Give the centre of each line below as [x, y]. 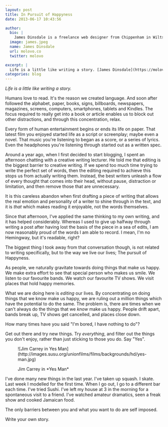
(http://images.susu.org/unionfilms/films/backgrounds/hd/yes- [82, 354]
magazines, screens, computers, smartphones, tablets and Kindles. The [79, 109]
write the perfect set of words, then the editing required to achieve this [78, 171]
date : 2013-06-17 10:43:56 [33, 19]
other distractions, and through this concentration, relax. [63, 119]
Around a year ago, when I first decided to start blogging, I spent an [75, 155]
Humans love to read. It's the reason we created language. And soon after [81, 98]
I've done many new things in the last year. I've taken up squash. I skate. [80, 379]
